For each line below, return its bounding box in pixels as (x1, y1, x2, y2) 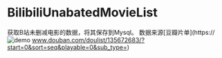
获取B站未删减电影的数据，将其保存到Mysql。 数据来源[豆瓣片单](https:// (7, 28, 215, 36)
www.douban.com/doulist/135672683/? (32, 35, 145, 44)
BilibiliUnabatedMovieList (7, 5, 158, 20)
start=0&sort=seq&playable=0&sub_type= (7, 43, 128, 51)
